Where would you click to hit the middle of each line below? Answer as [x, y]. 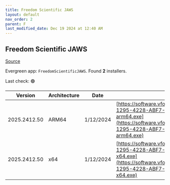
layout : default [22, 15]
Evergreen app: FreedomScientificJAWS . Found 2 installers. [66, 71]
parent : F [16, 24]
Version [26, 95]
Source [13, 61]
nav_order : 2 [19, 19]
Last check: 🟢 [20, 81]
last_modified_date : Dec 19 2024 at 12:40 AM [54, 29]
